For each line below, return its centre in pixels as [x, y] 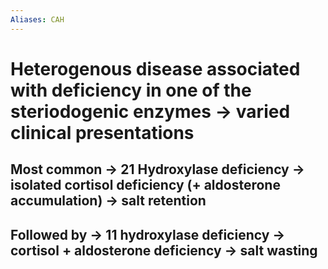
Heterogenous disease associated [155, 68]
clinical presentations [102, 132]
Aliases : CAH [37, 19]
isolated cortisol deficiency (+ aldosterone [145, 185]
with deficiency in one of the [131, 90]
